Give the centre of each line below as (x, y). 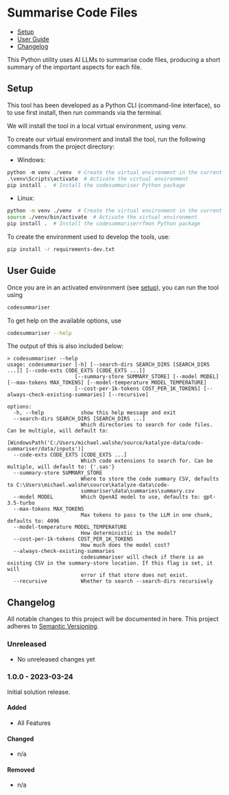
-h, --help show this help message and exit (95, 413)
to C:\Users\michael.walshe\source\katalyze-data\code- (88, 485)
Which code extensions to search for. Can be (147, 461)
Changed (21, 739)
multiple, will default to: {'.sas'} (61, 467)
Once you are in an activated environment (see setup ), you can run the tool (113, 287)
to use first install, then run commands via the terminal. (85, 112)
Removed (21, 770)
